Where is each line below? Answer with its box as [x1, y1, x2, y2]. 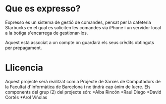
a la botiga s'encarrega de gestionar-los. [5, 30, 88, 36]
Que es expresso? [5, 3, 81, 14]
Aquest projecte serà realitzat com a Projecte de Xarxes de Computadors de [5, 78, 161, 84]
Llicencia [5, 62, 43, 73]
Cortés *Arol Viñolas [5, 94, 48, 100]
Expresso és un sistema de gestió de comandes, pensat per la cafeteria [5, 19, 151, 25]
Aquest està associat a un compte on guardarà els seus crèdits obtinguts [5, 39, 155, 45]
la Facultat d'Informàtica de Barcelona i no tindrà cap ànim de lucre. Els [5, 84, 151, 90]
